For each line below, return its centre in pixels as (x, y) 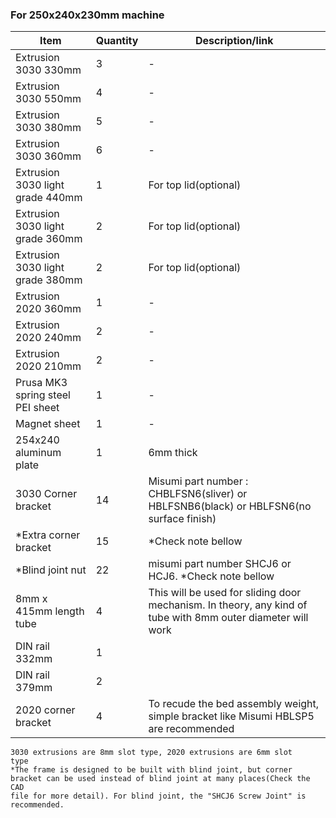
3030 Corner (46, 494)
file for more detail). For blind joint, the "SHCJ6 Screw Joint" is (158, 796)
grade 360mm (49, 239)
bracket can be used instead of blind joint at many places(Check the (160, 779)
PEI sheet (37, 408)
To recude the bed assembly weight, (234, 704)
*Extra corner (48, 535)
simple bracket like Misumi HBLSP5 (231, 716)
